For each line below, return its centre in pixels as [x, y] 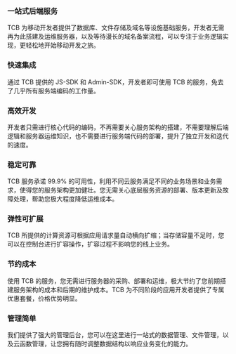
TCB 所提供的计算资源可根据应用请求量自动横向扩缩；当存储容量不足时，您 [116, 235]
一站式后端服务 [33, 11]
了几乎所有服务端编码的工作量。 [53, 91]
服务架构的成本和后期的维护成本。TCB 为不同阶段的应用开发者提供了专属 [119, 289]
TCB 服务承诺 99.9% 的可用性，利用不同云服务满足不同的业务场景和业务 [112, 181]
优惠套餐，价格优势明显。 [44, 298]
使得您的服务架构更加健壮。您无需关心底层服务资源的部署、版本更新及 [121, 190]
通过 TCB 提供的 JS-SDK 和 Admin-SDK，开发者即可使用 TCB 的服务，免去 [116, 81]
